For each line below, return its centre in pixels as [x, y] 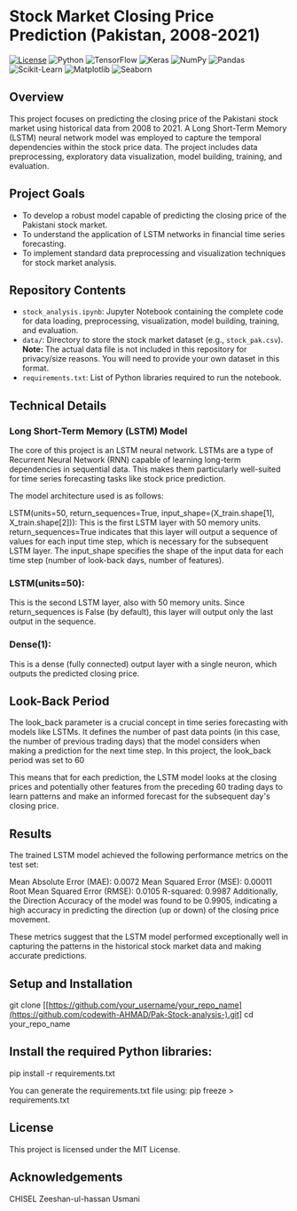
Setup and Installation [71, 984]
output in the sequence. [53, 621]
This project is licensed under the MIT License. [95, 1149]
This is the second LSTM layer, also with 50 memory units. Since [127, 602]
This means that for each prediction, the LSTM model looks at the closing [143, 777]
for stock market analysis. [69, 262]
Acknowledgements [66, 1178]
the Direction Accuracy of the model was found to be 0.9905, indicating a [143, 901]
